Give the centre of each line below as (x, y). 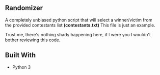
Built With (20, 55)
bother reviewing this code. (33, 40)
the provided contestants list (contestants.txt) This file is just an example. (80, 25)
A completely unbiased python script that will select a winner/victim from (79, 20)
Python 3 (21, 67)
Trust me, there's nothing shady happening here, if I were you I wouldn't (78, 34)
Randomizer (24, 8)
